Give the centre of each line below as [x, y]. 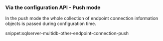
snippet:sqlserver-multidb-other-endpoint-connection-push [67, 33]
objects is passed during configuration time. [51, 23]
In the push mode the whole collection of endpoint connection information [82, 18]
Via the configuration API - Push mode [53, 7]
